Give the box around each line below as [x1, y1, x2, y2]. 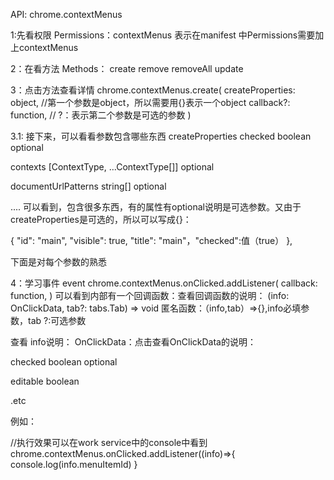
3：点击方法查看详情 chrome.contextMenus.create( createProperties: [10, 84, 296, 96]
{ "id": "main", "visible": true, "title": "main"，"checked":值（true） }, [10, 235, 293, 246]
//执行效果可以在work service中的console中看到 [10, 437, 208, 448]
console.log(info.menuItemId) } [10, 459, 138, 470]
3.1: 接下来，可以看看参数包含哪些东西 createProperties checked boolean [10, 130, 312, 142]
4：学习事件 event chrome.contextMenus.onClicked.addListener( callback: [10, 277, 318, 289]
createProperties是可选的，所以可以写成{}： [10, 214, 192, 225]
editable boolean [10, 375, 80, 387]
